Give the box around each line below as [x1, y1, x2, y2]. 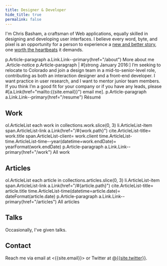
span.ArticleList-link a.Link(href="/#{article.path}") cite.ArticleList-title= [5, 183, 154, 189]
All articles [57, 199, 79, 205]
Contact [5, 241, 31, 250]
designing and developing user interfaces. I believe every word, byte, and [5, 36, 157, 42]
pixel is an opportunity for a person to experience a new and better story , [5, 41, 157, 48]
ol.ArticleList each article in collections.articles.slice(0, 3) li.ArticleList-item [5, 178, 160, 183]
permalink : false [5, 17, 42, 22]
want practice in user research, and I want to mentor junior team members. [5, 78, 160, 84]
